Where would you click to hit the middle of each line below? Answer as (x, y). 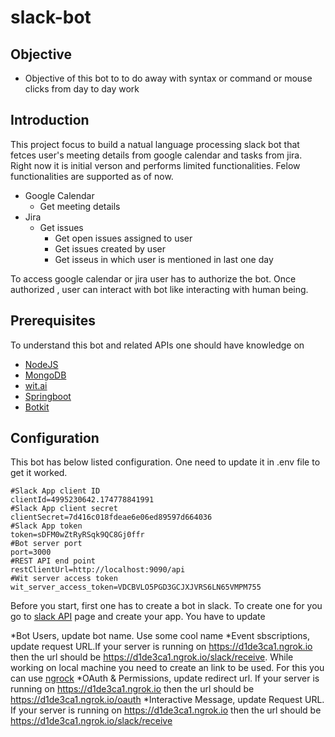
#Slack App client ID (55, 491)
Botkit (37, 407)
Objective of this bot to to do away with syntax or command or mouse (168, 78)
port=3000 (31, 552)
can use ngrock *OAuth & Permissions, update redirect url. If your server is (165, 678)
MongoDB (45, 375)
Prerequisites (53, 321)
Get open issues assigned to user (123, 238)
